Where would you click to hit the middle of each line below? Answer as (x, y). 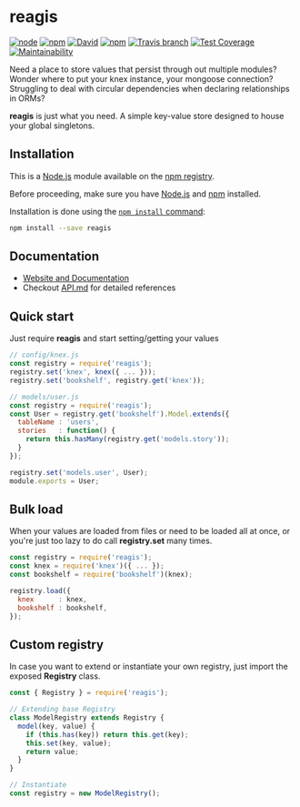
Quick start (42, 316)
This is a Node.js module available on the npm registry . (112, 176)
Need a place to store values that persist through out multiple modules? (143, 69)
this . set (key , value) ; (69, 743)
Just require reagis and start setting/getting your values (115, 338)
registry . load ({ (40, 590)
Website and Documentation (76, 278)
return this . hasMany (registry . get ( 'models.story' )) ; (128, 439)
